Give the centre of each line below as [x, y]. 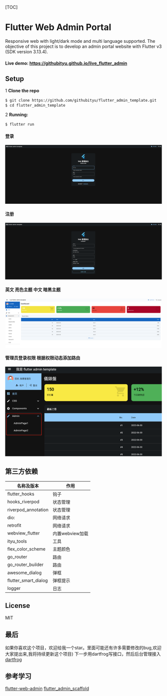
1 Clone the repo [22, 91]
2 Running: [17, 115]
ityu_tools [17, 541]
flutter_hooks [21, 494]
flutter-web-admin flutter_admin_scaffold [47, 689]
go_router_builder [25, 564]
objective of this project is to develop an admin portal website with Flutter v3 [83, 46]
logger [14, 588]
